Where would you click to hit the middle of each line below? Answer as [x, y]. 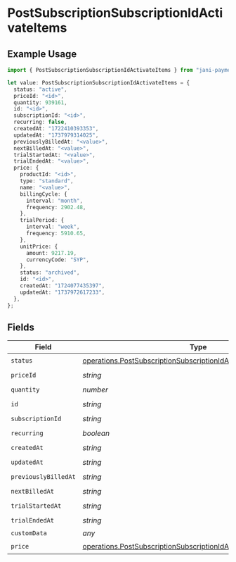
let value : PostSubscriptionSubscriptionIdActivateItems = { [99, 82]
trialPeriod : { [42, 220]
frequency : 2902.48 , [56, 207]
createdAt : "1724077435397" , [63, 286]
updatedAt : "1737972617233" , [63, 292]
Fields [21, 327]
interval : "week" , [53, 227]
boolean [96, 433]
